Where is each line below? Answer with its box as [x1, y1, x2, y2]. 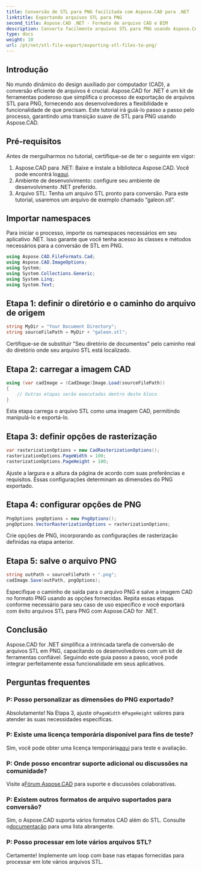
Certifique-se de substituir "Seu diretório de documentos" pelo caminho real [6, 340, 195, 348]
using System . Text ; [6, 282, 55, 288]
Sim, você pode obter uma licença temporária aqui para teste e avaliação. [6, 744, 188, 751]
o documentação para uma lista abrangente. [6, 823, 115, 830]
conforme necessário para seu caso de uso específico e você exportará [6, 601, 185, 608]
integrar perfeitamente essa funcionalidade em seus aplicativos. [6, 660, 165, 667]
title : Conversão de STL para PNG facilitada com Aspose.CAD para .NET [6, 8, 189, 15]
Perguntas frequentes [6, 677, 90, 688]
